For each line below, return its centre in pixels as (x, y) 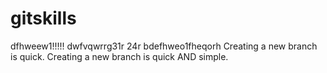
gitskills (43, 18)
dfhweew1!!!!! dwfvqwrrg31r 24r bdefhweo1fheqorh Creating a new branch (164, 46)
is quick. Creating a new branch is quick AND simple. (119, 56)
